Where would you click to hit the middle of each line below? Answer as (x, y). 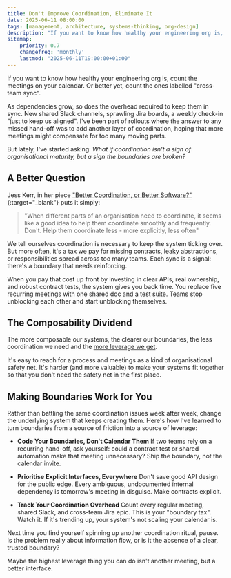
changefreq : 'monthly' (52, 53)
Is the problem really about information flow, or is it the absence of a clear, (113, 541)
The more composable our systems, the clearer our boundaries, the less (110, 339)
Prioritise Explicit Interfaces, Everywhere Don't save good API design (118, 477)
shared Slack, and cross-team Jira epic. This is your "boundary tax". (114, 512)
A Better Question (47, 178)
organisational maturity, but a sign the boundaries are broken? (97, 156)
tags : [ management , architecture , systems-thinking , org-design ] (103, 26)
